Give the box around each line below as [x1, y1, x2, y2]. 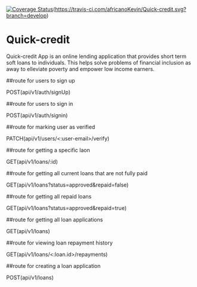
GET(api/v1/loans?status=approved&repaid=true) [6, 204, 127, 212]
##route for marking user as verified [6, 123, 96, 130]
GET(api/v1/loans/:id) [6, 158, 59, 165]
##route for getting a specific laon [6, 146, 91, 154]
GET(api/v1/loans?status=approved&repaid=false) [6, 181, 129, 188]
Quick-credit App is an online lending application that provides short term [6, 53, 187, 60]
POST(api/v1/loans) [6, 274, 54, 281]
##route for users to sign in [6, 100, 73, 107]
